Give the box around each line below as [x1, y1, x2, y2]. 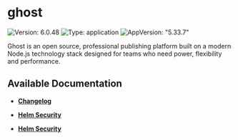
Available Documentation [7, 78, 123, 90]
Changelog [17, 96, 52, 105]
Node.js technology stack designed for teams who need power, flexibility [7, 49, 222, 58]
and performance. [7, 56, 61, 65]
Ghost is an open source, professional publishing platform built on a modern [7, 41, 232, 50]
